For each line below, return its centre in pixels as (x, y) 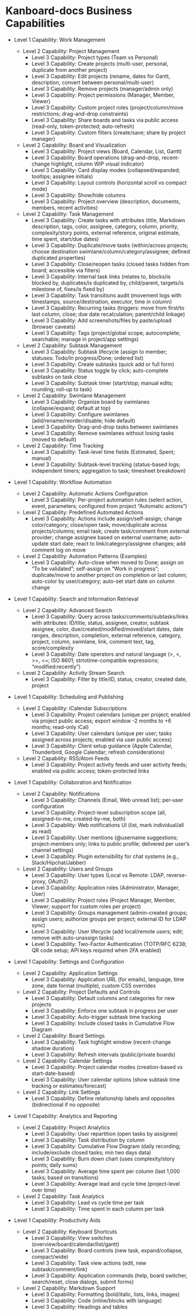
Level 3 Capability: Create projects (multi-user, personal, (100, 64)
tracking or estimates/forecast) (69, 1086)
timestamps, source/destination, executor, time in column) (102, 301)
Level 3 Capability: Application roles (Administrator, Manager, (106, 888)
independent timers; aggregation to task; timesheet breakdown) (109, 470)
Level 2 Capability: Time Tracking (63, 446)
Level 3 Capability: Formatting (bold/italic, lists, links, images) (106, 1294)
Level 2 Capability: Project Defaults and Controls (81, 992)
